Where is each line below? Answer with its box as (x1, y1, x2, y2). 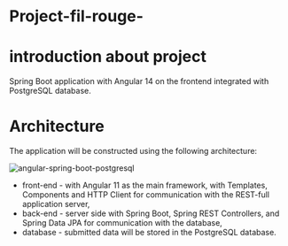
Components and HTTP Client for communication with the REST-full (21, 189, 270, 200)
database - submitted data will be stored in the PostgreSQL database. (21, 227, 276, 238)
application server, (21, 199, 90, 210)
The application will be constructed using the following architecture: (9, 146, 258, 157)
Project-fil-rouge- (9, 6, 144, 27)
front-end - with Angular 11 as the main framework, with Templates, (21, 180, 268, 191)
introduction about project (9, 47, 206, 67)
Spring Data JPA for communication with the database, (21, 218, 223, 228)
